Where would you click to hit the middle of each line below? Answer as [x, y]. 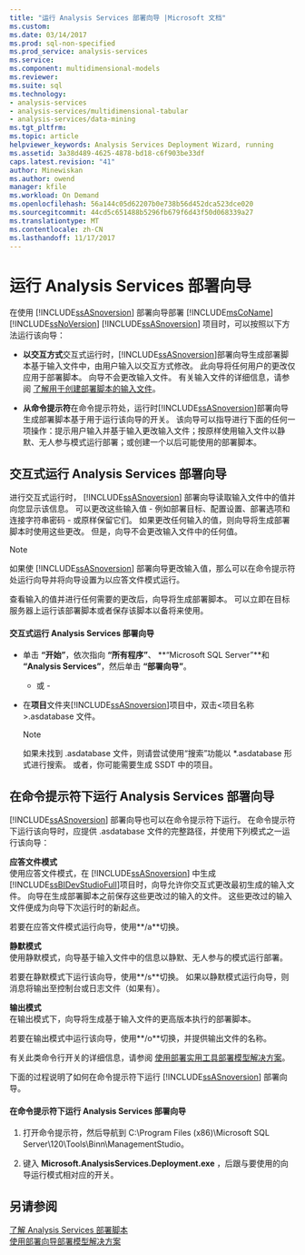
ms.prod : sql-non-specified [63, 43]
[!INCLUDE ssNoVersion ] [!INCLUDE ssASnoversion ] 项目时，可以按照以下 [146, 324]
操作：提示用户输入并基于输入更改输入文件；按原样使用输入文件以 [154, 431]
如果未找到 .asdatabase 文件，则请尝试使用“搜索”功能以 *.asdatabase [152, 754]
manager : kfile [38, 187]
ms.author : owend [42, 178]
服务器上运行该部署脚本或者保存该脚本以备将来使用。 [109, 611]
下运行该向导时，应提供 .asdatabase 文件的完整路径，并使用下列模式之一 [146, 831]
